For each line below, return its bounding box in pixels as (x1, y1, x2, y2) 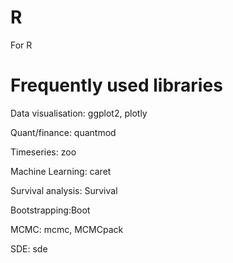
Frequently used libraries (10, 74, 223, 97)
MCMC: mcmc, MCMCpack (10, 223, 124, 235)
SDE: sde (10, 242, 48, 255)
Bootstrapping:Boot (10, 204, 91, 216)
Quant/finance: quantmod (10, 126, 117, 138)
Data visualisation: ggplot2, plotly (10, 107, 148, 119)
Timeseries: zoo (10, 146, 77, 158)
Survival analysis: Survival (10, 184, 118, 196)
